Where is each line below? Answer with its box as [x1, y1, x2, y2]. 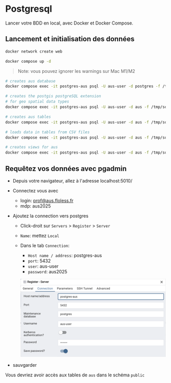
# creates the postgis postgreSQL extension [5, 94, 101, 99]
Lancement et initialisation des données [5, 35, 135, 43]
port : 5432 [27, 258, 51, 264]
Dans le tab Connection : [20, 242, 70, 248]
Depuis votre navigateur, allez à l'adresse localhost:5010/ [12, 177, 132, 184]
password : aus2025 [27, 268, 68, 274]
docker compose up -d [5, 59, 51, 64]
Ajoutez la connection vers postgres [12, 213, 89, 219]
